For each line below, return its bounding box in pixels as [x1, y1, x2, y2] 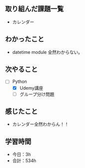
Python [12, 79, 27, 85]
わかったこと [5, 35, 44, 43]
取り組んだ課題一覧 [5, 4, 64, 13]
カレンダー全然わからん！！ [12, 121, 69, 127]
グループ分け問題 [19, 91, 54, 97]
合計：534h [12, 158, 37, 164]
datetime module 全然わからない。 [12, 49, 83, 55]
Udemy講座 [19, 85, 43, 91]
